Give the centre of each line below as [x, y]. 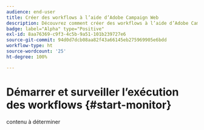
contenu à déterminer [33, 122]
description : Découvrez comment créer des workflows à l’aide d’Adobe [97, 23]
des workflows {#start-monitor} [89, 105]
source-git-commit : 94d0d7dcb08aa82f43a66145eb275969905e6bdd [87, 40]
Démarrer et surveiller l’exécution [93, 92]
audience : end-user [31, 12]
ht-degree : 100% [27, 57]
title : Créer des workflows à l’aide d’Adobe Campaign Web [83, 18]
